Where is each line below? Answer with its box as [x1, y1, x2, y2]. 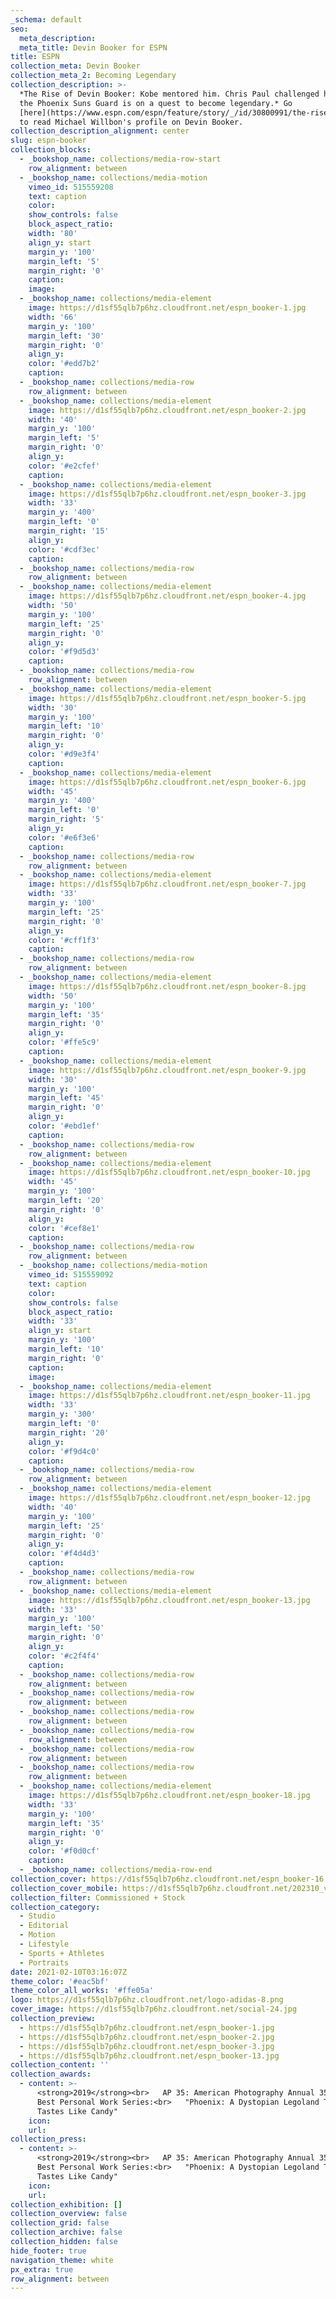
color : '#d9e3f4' [28, 749, 101, 759]
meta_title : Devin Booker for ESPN [19, 42, 168, 53]
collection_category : [10, 1902, 101, 1912]
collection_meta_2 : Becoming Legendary [10, 71, 177, 81]
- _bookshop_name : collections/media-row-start [19, 154, 222, 164]
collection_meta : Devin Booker [10, 61, 141, 71]
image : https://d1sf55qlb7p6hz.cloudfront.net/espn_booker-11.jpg [28, 1391, 311, 1401]
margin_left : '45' [28, 1093, 105, 1103]
